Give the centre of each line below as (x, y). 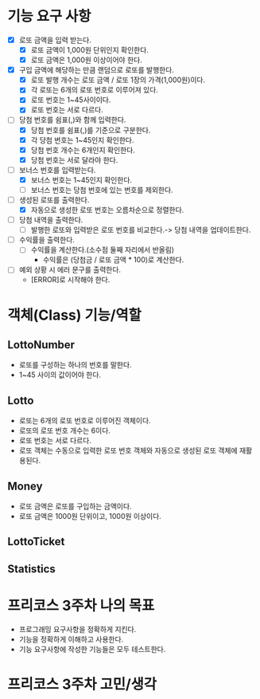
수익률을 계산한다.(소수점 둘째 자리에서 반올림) (103, 250)
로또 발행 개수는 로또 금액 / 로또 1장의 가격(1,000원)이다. (118, 80)
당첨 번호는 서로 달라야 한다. (74, 159)
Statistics (32, 569)
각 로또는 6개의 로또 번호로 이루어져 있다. (94, 90)
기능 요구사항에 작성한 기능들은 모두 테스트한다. (92, 649)
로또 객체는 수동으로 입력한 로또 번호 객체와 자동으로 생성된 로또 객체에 (128, 450)
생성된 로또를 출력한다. (54, 199)
